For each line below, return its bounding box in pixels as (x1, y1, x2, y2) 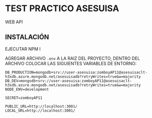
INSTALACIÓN (5, 33, 49, 41)
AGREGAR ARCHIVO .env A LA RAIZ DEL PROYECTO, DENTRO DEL (5, 55, 140, 61)
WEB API (5, 19, 23, 25)
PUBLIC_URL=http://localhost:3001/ (5, 104, 78, 109)
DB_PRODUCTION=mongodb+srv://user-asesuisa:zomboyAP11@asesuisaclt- (5, 70, 148, 75)
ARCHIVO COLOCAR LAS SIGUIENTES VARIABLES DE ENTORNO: (5, 60, 137, 66)
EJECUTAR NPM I (5, 46, 41, 51)
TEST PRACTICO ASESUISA (5, 3, 119, 14)
